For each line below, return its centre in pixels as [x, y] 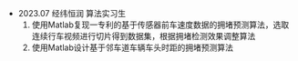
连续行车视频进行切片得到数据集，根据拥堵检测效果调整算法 [144, 36]
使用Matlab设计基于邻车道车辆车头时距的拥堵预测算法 [133, 47]
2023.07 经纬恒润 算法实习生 [72, 13]
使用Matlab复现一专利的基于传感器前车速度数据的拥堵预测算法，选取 [160, 25]
